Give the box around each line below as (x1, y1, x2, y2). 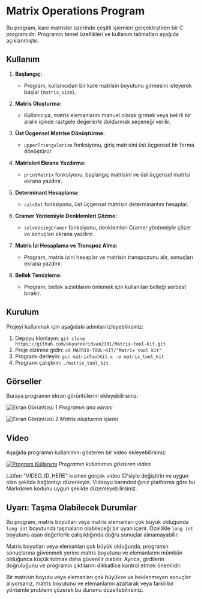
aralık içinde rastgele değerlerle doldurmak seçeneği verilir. (23, 118, 171, 125)
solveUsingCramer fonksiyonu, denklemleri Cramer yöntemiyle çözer (23, 223, 192, 231)
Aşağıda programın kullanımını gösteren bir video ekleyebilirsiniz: (6, 449, 167, 456)
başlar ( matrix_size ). (23, 88, 76, 96)
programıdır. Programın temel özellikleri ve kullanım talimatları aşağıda (6, 30, 179, 37)
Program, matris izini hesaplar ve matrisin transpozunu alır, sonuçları (23, 254, 193, 261)
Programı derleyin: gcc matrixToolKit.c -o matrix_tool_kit (14, 353, 164, 360)
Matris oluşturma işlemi (59, 416, 118, 423)
